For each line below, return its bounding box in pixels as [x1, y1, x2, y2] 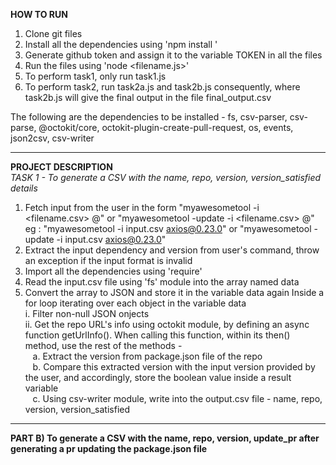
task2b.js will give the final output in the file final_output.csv [24, 92, 272, 103]
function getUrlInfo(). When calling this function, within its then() [24, 329, 291, 341]
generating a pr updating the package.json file [10, 443, 208, 454]
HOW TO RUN [10, 9, 68, 20]
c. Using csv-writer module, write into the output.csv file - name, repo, [32, 393, 323, 404]
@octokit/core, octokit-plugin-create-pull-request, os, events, [38, 122, 294, 133]
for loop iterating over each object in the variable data [24, 297, 247, 309]
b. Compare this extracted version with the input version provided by [32, 361, 316, 373]
